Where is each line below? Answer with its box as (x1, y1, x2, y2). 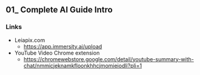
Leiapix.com (14, 36, 45, 44)
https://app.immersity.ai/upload (23, 43, 102, 50)
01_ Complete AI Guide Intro (5, 5, 113, 15)
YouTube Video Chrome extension (14, 49, 100, 56)
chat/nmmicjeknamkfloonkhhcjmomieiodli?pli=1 (23, 62, 142, 69)
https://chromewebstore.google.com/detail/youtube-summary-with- (23, 55, 195, 62)
